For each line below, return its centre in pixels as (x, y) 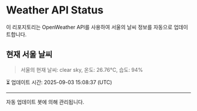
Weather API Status (55, 10)
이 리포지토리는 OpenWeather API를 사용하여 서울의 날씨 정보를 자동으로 (89, 27)
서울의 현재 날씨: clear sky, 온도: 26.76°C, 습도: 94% (82, 70)
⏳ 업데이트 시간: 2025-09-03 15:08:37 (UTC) (59, 82)
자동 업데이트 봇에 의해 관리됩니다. (45, 102)
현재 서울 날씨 (29, 55)
